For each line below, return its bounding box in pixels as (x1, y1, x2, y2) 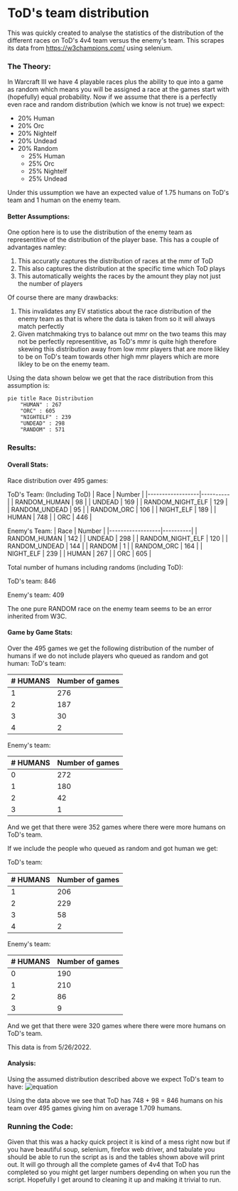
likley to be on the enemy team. (17, 360, 110, 369)
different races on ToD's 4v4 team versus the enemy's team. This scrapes (7, 36, 225, 44)
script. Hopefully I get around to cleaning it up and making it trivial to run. (7, 1175, 222, 1184)
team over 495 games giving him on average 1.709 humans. (7, 1103, 183, 1112)
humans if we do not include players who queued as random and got (7, 651, 209, 660)
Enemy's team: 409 (7, 591, 65, 599)
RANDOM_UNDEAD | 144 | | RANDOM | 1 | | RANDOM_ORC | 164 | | (7, 541, 202, 550)
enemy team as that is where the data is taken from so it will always (17, 314, 215, 323)
